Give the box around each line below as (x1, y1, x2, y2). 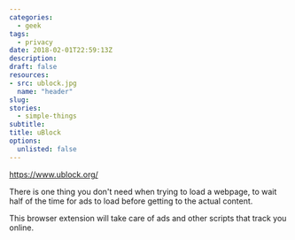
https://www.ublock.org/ (9, 169, 99, 180)
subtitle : (9, 120, 46, 129)
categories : (9, 12, 53, 22)
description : (9, 54, 58, 63)
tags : (9, 29, 29, 38)
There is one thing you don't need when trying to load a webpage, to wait (9, 186, 277, 197)
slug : (9, 95, 29, 105)
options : (9, 136, 42, 145)
